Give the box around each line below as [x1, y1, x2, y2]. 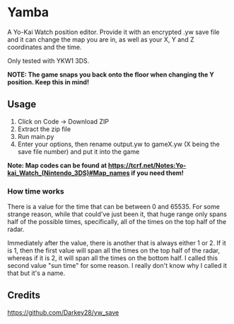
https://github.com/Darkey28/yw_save [7, 308, 119, 316]
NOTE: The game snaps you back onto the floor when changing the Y [7, 70, 214, 79]
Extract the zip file [17, 125, 71, 133]
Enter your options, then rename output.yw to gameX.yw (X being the [17, 140, 221, 148]
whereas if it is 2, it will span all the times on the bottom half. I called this [7, 254, 218, 262]
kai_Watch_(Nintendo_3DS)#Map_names [7, 168, 130, 177]
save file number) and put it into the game [17, 147, 140, 156]
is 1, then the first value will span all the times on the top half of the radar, [7, 246, 221, 255]
